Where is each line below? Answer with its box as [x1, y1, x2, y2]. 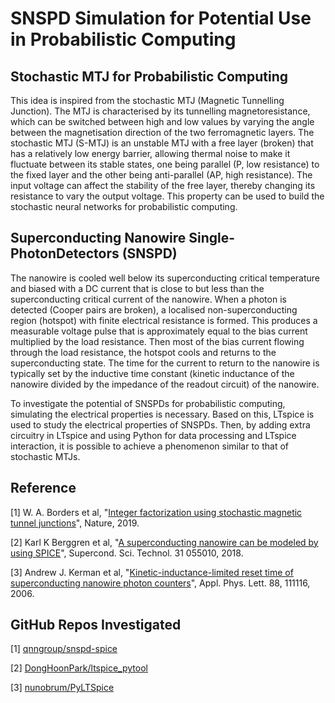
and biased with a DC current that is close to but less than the [10, 282, 265, 294]
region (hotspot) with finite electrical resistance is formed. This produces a [10, 314, 318, 326]
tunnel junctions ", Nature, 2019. [10, 517, 140, 529]
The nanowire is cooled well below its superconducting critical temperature [10, 272, 321, 284]
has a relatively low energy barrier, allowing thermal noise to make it [10, 148, 291, 159]
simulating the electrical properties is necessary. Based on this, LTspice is [10, 408, 315, 420]
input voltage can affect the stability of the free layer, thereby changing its [10, 180, 316, 191]
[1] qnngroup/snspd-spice [10, 643, 118, 655]
